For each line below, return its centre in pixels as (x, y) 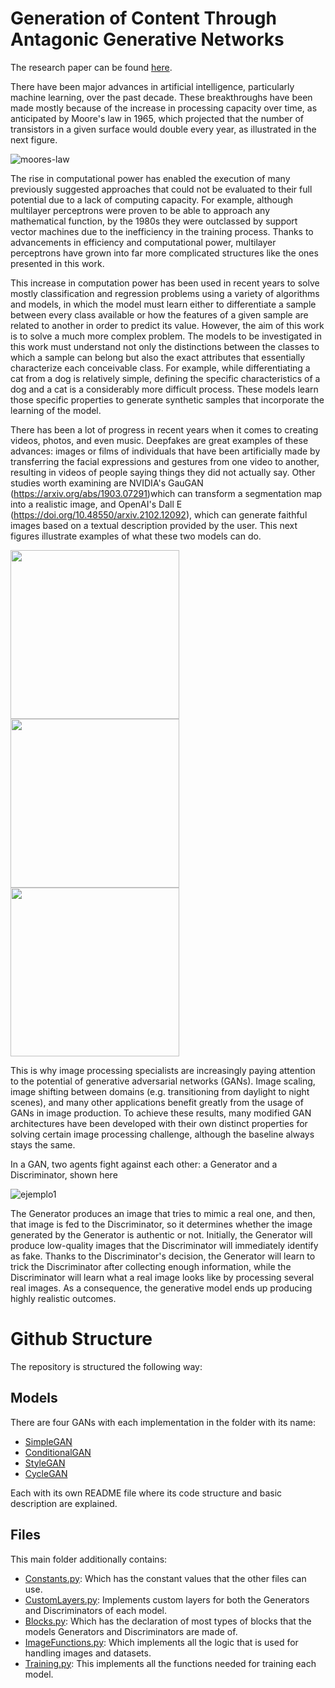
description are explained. (64, 1503)
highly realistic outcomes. (63, 1298)
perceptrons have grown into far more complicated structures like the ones (164, 253)
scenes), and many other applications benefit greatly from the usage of (157, 1102)
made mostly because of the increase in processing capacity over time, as (164, 108)
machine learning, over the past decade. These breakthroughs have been (161, 97)
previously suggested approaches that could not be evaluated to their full (161, 189)
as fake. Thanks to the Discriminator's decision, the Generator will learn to (163, 1256)
